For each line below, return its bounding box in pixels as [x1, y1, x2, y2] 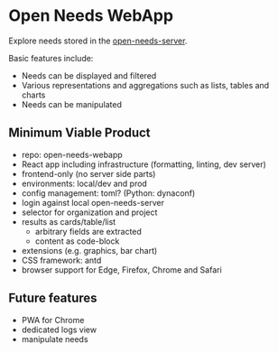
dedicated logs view [21, 324, 97, 335]
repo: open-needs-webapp [21, 149, 123, 160]
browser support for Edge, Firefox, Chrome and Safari [21, 264, 222, 275]
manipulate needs [21, 333, 88, 344]
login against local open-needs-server [21, 197, 164, 208]
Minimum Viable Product [8, 125, 151, 141]
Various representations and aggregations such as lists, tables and [21, 79, 270, 90]
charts [21, 89, 46, 100]
